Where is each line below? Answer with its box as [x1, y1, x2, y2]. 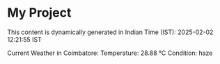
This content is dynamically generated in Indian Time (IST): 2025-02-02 [7, 28, 214, 36]
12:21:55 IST [7, 35, 42, 43]
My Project [7, 5, 72, 21]
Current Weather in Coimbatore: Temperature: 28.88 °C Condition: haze [7, 49, 213, 57]
